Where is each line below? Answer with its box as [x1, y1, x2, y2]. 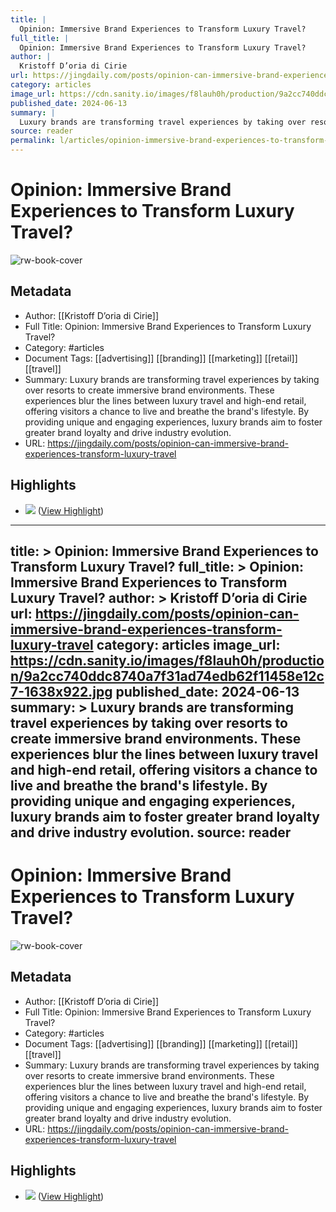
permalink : [10, 136, 56, 146]
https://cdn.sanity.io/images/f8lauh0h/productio [10, 652, 325, 669]
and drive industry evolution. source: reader [10, 824, 292, 841]
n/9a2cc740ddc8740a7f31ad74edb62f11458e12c [10, 667, 325, 685]
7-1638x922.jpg [10, 683, 113, 700]
